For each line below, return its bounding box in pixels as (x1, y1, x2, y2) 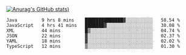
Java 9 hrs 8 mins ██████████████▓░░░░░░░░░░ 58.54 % (6, 17, 181, 23)
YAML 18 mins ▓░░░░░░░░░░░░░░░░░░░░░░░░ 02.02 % (6, 38, 181, 44)
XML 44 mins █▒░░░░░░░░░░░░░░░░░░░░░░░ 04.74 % (6, 27, 181, 33)
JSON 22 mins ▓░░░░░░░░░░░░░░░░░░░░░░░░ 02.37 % (6, 33, 181, 39)
